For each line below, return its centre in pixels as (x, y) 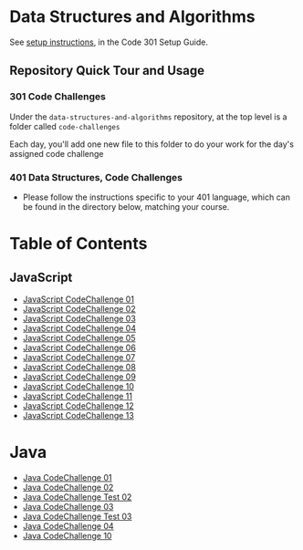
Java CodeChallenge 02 (68, 487)
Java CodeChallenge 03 (68, 506)
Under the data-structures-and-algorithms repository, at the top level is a (148, 117)
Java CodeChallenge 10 (67, 535)
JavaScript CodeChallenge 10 (78, 386)
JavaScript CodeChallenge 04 (79, 328)
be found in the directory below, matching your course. (126, 206)
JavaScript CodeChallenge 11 (77, 396)
